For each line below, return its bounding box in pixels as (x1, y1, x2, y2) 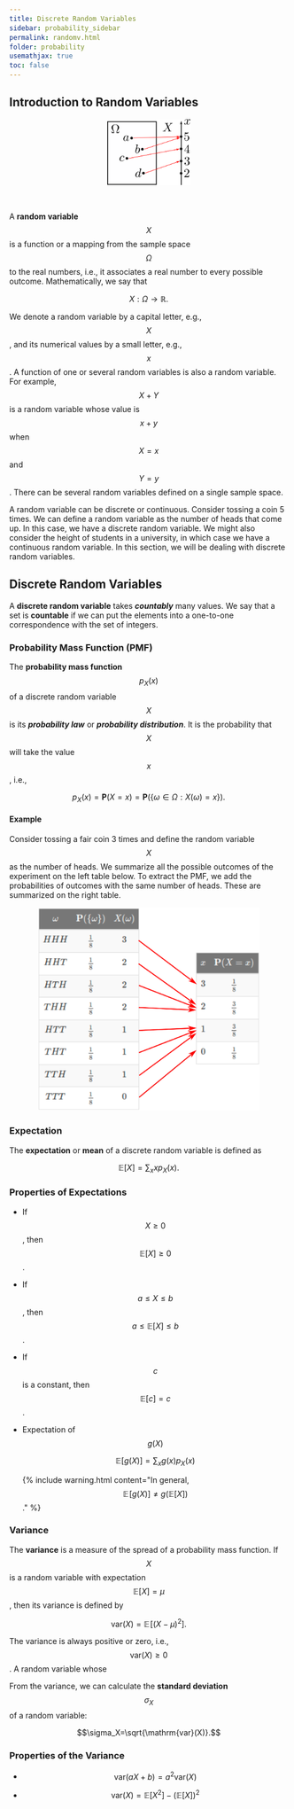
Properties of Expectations (9, 1186, 128, 1198)
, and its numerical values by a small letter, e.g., (9, 339, 182, 349)
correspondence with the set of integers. (9, 619, 159, 629)
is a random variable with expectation (9, 1571, 146, 1582)
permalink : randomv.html (9, 33, 101, 42)
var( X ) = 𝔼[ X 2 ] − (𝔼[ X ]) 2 (110, 1789, 200, 1800)
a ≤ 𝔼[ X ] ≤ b (131, 1321, 180, 1331)
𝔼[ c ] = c (140, 1392, 171, 1404)
